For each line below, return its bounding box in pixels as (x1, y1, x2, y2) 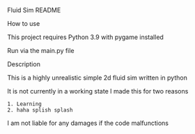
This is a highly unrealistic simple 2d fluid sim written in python (7, 73, 188, 82)
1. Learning (7, 100, 42, 107)
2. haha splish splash (7, 107, 73, 114)
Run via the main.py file (7, 47, 75, 54)
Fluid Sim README (7, 6, 61, 14)
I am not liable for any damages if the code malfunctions (7, 119, 169, 127)
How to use (7, 20, 40, 27)
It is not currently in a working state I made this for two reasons (7, 87, 189, 95)
